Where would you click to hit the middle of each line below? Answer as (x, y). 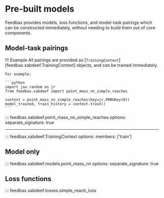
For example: (18, 74)
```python (15, 82)
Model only (22, 152)
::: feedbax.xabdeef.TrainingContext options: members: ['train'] (68, 136)
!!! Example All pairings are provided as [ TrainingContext (62, 60)
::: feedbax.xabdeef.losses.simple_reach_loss (51, 191)
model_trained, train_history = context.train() (55, 104)
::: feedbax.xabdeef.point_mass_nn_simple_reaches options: (66, 117)
